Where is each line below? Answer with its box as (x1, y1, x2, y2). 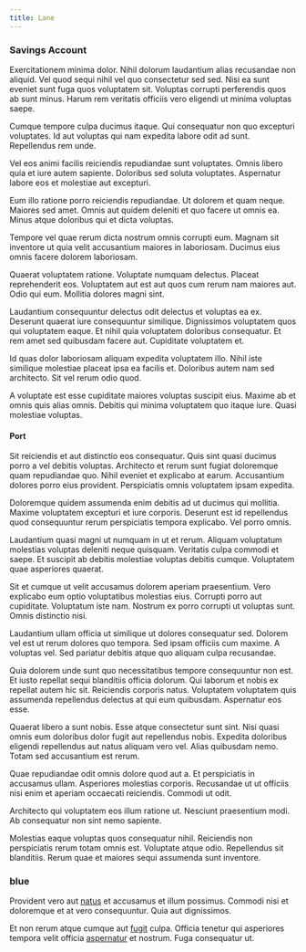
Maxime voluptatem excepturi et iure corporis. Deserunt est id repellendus (9, 507, 289, 518)
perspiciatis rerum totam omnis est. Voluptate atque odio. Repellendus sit (9, 842, 284, 853)
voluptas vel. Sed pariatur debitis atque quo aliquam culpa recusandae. (9, 647, 276, 658)
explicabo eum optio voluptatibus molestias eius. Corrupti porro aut (9, 591, 262, 602)
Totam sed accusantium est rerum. (9, 750, 140, 762)
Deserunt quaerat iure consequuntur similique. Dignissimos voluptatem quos (9, 316, 297, 327)
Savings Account (9, 43, 87, 56)
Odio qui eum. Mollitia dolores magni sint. (9, 288, 166, 299)
